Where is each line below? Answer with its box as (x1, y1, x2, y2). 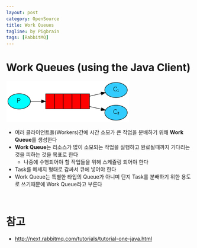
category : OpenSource (6, 15, 60, 22)
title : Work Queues (6, 22, 54, 28)
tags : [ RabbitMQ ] (6, 34, 49, 41)
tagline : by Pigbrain (6, 28, 60, 34)
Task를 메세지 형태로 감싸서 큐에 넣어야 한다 (14, 166, 117, 173)
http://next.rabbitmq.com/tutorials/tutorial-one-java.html (14, 235, 153, 242)
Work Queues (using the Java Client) (6, 61, 191, 74)
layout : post (6, 9, 38, 15)
